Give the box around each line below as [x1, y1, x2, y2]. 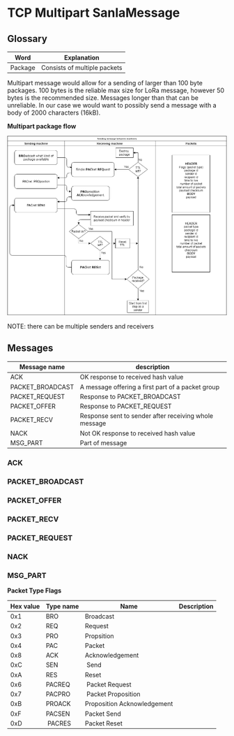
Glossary [7, 33, 47, 45]
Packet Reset [84, 719, 123, 728]
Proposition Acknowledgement [84, 700, 173, 708]
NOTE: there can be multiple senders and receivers [7, 322, 155, 330]
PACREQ [45, 680, 71, 688]
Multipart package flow [7, 122, 77, 131]
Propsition [84, 631, 114, 640]
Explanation [63, 53, 100, 62]
